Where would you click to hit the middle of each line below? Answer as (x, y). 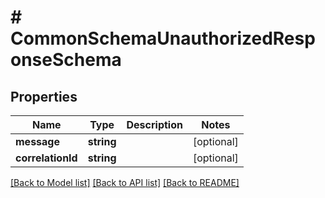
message (37, 141)
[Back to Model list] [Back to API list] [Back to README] (125, 182)
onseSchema (66, 60)
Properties (44, 96)
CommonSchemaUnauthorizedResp (163, 38)
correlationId (46, 158)
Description (154, 124)
